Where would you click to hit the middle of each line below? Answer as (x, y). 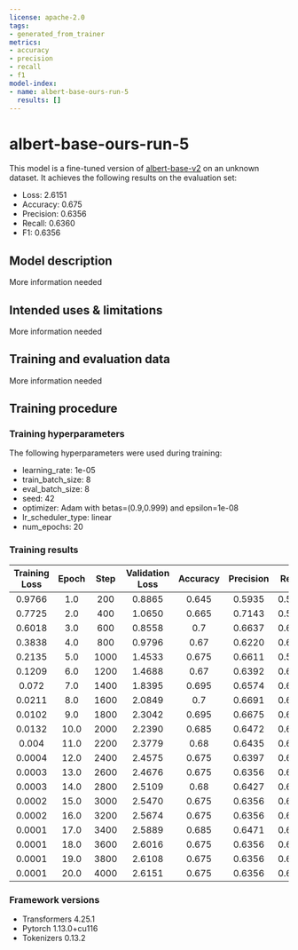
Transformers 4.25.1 (59, 919)
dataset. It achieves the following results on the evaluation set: (123, 178)
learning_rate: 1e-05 (59, 471)
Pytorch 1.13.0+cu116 (60, 929)
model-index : (33, 83)
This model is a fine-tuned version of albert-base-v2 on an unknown (134, 169)
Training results (44, 550)
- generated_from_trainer (57, 34)
